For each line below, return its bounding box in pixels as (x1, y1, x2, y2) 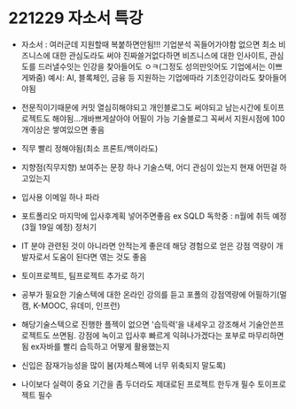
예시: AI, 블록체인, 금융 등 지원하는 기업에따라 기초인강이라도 (47, 72, 256, 82)
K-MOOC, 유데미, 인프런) (33, 300, 121, 311)
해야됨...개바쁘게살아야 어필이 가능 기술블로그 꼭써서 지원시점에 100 (51, 112, 285, 124)
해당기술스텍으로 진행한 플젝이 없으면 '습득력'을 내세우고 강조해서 (20, 319, 247, 329)
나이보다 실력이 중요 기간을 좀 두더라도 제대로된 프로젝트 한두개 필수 (20, 378, 256, 390)
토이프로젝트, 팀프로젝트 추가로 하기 (20, 270, 145, 281)
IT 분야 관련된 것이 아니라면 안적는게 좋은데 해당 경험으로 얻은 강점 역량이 (20, 240, 275, 251)
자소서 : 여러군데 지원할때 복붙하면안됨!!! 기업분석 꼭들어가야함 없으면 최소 (20, 39, 277, 50)
